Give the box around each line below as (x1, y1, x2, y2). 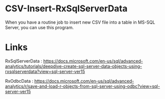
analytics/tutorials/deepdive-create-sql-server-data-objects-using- (5, 63, 142, 69)
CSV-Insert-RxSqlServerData (5, 3, 128, 14)
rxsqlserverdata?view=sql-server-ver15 (5, 68, 85, 74)
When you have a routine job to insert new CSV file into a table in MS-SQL (5, 19, 155, 25)
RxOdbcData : (5, 78, 33, 84)
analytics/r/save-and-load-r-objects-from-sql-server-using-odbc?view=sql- (5, 83, 160, 89)
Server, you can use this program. (5, 24, 74, 30)
